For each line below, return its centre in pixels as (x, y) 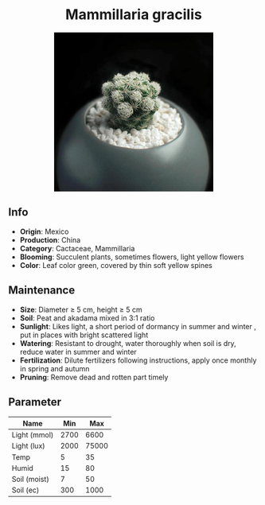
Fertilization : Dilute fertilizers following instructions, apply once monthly (138, 360)
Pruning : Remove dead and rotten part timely (94, 377)
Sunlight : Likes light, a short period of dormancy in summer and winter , (138, 326)
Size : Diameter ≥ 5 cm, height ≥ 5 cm (81, 309)
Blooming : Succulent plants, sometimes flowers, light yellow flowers (132, 257)
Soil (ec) (25, 490)
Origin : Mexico (44, 231)
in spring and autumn (55, 368)
